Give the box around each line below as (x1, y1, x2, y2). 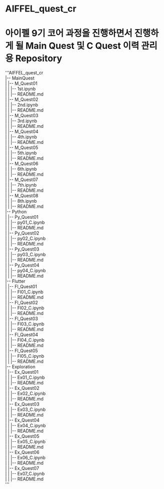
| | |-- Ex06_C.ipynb (5, 455, 46, 461)
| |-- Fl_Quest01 (5, 284, 38, 290)
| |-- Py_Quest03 (5, 246, 40, 252)
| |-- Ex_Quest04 (5, 417, 40, 423)
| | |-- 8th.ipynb (5, 198, 37, 204)
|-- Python (5, 209, 27, 215)
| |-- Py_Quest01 (5, 214, 39, 220)
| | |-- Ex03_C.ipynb (5, 406, 46, 413)
